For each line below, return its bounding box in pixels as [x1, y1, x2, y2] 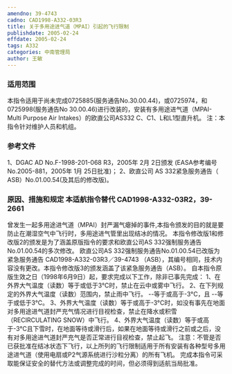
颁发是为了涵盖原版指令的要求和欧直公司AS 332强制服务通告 [28, 238, 202, 246]
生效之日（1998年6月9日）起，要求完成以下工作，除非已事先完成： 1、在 [12, 272, 221, 280]
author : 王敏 [7, 55, 43, 62]
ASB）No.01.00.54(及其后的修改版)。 [7, 176, 113, 184]
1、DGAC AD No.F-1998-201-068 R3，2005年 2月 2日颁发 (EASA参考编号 [7, 159, 217, 167]
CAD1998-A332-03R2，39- [116, 195, 213, 204]
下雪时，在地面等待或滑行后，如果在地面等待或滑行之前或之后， [33, 324, 215, 332]
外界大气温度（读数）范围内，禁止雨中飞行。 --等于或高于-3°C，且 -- [19, 290, 217, 298]
